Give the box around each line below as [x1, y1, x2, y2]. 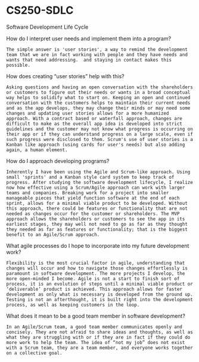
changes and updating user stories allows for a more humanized [6, 110, 169, 116]
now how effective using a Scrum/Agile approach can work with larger [6, 185, 185, 191]
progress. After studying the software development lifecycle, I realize [6, 179, 194, 185]
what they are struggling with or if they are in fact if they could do [6, 334, 191, 340]
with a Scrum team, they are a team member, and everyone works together [6, 345, 194, 351]
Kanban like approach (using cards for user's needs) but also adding [6, 142, 185, 148]
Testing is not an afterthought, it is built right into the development [6, 296, 194, 302]
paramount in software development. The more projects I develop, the [6, 270, 185, 277]
